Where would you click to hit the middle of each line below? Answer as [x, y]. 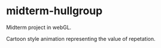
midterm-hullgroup [54, 11]
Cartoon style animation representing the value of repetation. [81, 39]
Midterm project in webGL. [39, 27]
